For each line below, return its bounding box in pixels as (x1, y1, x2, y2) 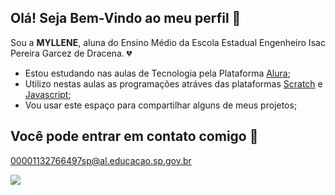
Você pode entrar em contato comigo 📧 (10, 128, 259, 145)
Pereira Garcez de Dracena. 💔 (10, 47, 133, 59)
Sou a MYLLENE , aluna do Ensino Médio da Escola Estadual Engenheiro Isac (10, 36, 326, 48)
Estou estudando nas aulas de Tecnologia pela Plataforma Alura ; (24, 67, 291, 79)
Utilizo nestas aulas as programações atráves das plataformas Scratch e (24, 77, 323, 90)
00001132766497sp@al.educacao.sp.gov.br (10, 154, 192, 166)
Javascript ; (24, 88, 72, 100)
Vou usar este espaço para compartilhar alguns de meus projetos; (24, 99, 298, 111)
